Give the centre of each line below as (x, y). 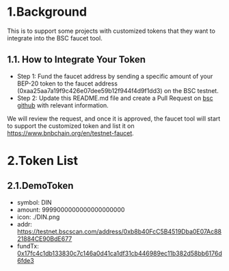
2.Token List (43, 160)
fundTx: (28, 246)
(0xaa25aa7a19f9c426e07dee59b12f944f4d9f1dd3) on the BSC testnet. (118, 90)
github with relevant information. (63, 105)
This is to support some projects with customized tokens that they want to (111, 31)
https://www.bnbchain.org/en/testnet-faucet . (71, 133)
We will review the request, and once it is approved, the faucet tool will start (114, 118)
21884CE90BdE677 (44, 238)
